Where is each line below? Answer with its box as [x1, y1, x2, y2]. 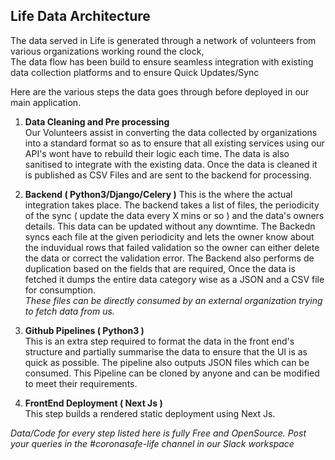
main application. [10, 96, 82, 108]
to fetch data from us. [24, 305, 115, 317]
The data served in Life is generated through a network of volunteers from [10, 34, 317, 46]
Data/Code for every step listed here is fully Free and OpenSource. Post [10, 427, 307, 439]
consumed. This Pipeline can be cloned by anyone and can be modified [24, 367, 320, 379]
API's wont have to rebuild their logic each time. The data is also [24, 147, 290, 159]
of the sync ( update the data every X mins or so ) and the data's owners [24, 209, 325, 221]
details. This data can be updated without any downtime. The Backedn [24, 220, 316, 232]
